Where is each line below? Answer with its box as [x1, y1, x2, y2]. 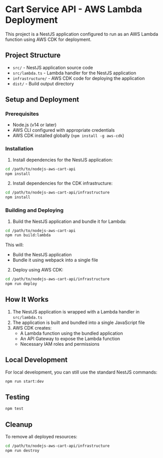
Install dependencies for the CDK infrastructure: [12, 180, 113, 187]
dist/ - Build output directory [12, 80, 74, 86]
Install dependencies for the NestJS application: [12, 157, 113, 163]
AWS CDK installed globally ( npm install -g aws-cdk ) [12, 132, 125, 139]
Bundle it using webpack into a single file [12, 257, 98, 263]
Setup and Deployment [5, 95, 79, 104]
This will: [5, 242, 24, 248]
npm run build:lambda [5, 233, 51, 238]
